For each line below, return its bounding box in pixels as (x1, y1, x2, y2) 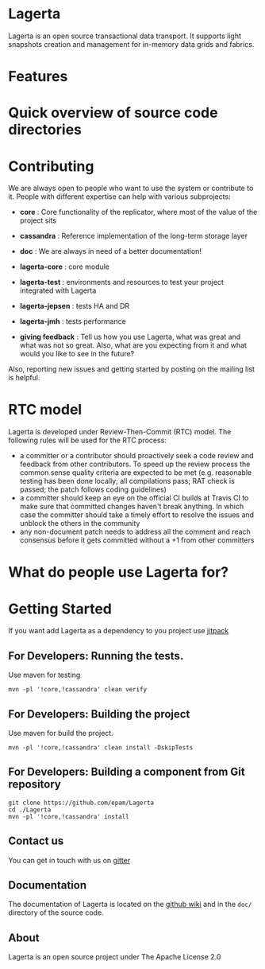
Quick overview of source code (8, 104, 218, 122)
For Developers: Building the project (8, 707, 190, 721)
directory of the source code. (8, 908, 105, 917)
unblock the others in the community (19, 519, 140, 528)
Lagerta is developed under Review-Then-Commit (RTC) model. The (8, 427, 232, 437)
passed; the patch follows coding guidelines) (19, 484, 167, 494)
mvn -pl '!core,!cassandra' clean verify (8, 686, 148, 694)
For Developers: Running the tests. (8, 649, 184, 663)
